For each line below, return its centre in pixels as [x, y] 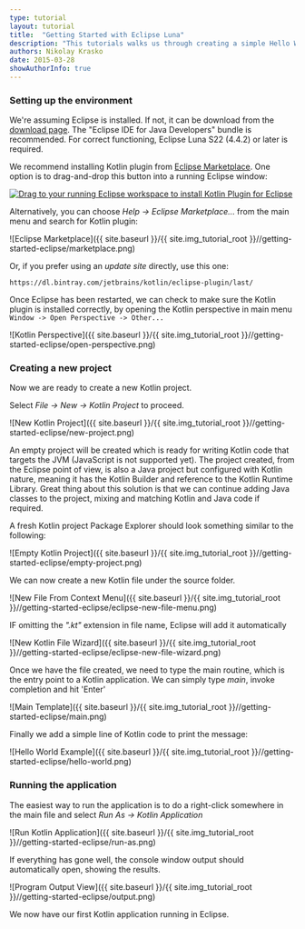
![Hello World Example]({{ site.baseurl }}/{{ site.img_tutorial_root [129, 752]
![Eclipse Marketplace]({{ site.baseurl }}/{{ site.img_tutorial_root [128, 239]
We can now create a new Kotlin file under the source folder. [123, 580]
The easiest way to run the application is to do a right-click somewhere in [147, 804]
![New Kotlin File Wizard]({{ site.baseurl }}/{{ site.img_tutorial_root [133, 643]
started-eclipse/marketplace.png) [73, 249]
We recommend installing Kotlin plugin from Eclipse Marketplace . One [140, 167]
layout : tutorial [42, 26]
